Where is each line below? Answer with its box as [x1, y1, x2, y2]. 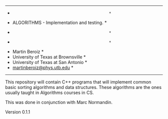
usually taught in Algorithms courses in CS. [5, 89, 94, 95]
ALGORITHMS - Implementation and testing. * [12, 19, 107, 25]
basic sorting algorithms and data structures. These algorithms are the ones [5, 84, 161, 90]
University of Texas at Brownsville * [12, 54, 86, 60]
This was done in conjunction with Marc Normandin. [5, 99, 113, 105]
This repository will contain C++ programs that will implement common [5, 79, 151, 85]
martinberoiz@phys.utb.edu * [12, 64, 73, 70]
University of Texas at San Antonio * [12, 59, 87, 65]
